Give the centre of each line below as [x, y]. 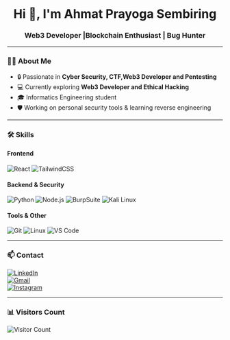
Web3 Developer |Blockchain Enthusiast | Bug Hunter [115, 36]
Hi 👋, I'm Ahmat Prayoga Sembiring [115, 14]
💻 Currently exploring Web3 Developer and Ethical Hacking [103, 87]
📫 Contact [25, 255]
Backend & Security [36, 184]
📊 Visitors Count [36, 312]
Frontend [21, 154]
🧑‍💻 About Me [29, 61]
